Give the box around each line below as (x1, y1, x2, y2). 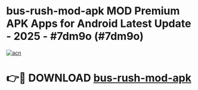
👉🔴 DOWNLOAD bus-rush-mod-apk (6, 72, 192, 85)
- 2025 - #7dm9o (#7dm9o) (6, 30, 144, 43)
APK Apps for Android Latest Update (6, 17, 191, 30)
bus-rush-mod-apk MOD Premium (6, 4, 180, 18)
